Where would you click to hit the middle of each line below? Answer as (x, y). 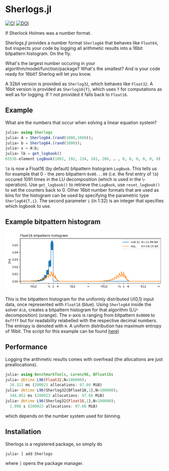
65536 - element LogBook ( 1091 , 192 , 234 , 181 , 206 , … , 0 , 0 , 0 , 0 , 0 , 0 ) (83, 159)
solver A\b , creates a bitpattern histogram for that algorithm (67, 310)
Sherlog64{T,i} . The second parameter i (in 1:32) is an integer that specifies (84, 201)
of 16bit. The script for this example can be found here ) (62, 331)
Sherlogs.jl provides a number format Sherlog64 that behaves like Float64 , (82, 43)
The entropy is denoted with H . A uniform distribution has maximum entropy (83, 326)
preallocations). (21, 365)
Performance (26, 347)
